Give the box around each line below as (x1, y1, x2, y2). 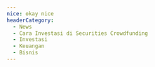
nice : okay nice (6, 10, 54, 17)
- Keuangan (13, 43, 45, 50)
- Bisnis (13, 50, 39, 57)
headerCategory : (6, 17, 54, 24)
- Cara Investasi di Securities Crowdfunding (13, 29, 149, 37)
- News (13, 23, 32, 30)
